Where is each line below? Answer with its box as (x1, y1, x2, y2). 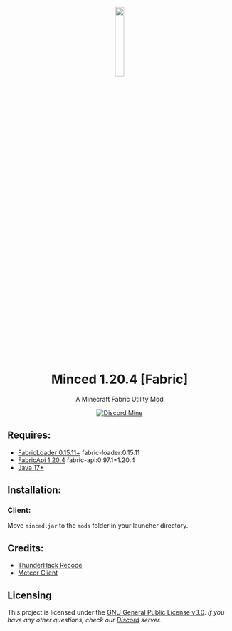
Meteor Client (17, 568, 58, 577)
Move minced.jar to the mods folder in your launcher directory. (7, 521, 189, 530)
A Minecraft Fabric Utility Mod (75, 395, 164, 403)
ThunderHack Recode (17, 561, 83, 570)
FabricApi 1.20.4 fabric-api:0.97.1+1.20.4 (17, 456, 135, 464)
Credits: (7, 542, 44, 554)
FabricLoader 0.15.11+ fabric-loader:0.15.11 (17, 448, 140, 457)
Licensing (7, 589, 52, 601)
